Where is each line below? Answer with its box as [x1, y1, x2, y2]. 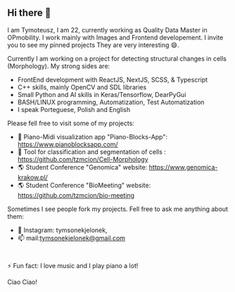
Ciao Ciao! [7, 278, 37, 286]
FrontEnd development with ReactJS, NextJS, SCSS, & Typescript [17, 75, 208, 84]
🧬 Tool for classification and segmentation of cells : [17, 147, 167, 155]
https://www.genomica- [148, 163, 218, 171]
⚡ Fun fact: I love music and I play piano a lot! [7, 262, 139, 269]
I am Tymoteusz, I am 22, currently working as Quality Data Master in [7, 25, 208, 34]
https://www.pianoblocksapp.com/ [17, 140, 118, 148]
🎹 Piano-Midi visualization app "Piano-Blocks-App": [17, 132, 167, 141]
